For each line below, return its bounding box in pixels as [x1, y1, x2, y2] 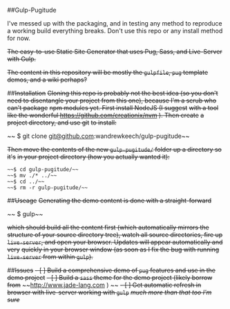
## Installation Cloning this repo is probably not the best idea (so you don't [7, 89, 219, 97]
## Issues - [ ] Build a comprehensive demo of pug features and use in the [7, 266, 216, 274]
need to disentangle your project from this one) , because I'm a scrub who [7, 96, 217, 105]
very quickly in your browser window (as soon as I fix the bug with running [7, 245, 220, 254]
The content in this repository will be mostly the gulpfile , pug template [7, 69, 209, 76]
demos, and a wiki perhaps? [7, 76, 88, 84]
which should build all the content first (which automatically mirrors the [7, 223, 209, 231]
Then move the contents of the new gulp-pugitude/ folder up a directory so [7, 145, 222, 153]
